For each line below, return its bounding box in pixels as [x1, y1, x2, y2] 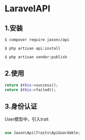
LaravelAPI [4, 3, 51, 14]
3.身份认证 [4, 102, 38, 110]
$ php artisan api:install [4, 46, 61, 51]
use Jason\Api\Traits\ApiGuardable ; [4, 131, 81, 136]
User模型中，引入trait [4, 116, 49, 122]
